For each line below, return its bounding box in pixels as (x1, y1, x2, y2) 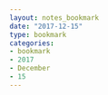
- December (9, 64, 51, 73)
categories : (9, 38, 54, 48)
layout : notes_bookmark (9, 13, 100, 23)
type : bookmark (9, 30, 67, 39)
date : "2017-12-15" (9, 22, 83, 31)
